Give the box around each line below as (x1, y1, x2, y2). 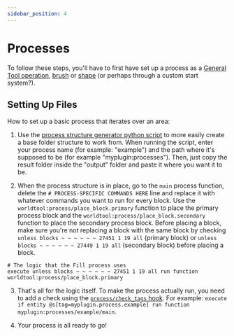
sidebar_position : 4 (7, 10, 68, 17)
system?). (7, 78, 36, 87)
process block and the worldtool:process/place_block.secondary (17, 211, 206, 220)
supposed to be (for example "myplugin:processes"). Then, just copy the (17, 153, 228, 162)
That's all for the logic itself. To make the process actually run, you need (17, 286, 225, 295)
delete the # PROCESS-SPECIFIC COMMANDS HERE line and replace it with (17, 189, 215, 197)
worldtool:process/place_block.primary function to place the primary (17, 204, 219, 212)
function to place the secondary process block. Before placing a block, (17, 218, 222, 227)
